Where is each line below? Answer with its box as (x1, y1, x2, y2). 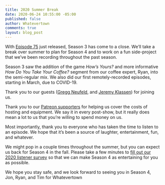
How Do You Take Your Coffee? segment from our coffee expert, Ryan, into (5, 69, 158, 74)
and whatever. (5, 134, 34, 140)
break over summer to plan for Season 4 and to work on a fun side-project (5, 49, 157, 55)
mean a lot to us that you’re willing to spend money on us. (5, 114, 123, 120)
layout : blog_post (5, 30, 43, 35)
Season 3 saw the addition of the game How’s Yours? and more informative (5, 64, 159, 70)
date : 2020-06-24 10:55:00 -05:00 (5, 12, 77, 17)
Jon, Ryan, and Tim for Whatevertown (5, 175, 82, 180)
